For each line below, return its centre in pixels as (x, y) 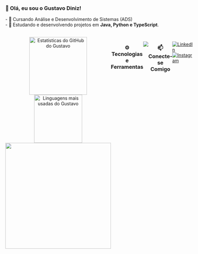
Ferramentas (127, 67)
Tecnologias (127, 54)
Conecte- (160, 56)
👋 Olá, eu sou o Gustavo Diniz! (43, 8)
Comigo (160, 69)
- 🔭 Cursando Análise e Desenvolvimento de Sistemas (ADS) (69, 19)
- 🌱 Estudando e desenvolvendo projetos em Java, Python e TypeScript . (82, 25)
